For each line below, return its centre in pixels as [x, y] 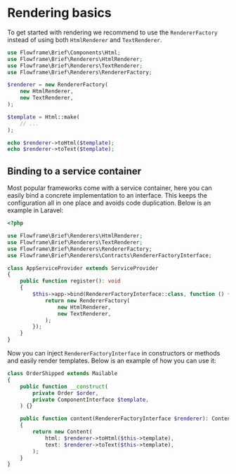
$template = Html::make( [44, 117]
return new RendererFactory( [87, 300]
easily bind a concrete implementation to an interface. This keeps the [107, 196]
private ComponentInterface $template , [91, 400]
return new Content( [63, 432]
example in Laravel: [35, 210]
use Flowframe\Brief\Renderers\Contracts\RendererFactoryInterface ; [110, 255]
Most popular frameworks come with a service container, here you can [110, 188]
